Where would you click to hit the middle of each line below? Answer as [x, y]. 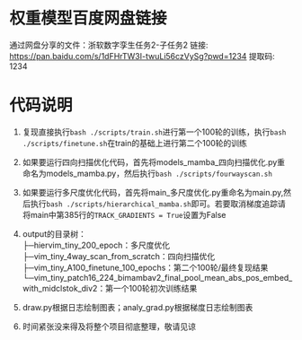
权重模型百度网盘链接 [89, 18]
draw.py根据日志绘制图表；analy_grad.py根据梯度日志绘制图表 [138, 307]
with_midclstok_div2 [60, 288]
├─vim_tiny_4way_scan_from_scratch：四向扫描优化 [119, 256]
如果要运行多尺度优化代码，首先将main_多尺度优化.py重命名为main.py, [153, 192]
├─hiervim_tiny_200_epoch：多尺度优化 [96, 245]
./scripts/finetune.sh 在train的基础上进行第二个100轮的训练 [134, 143]
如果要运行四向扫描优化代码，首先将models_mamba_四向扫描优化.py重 [154, 161]
